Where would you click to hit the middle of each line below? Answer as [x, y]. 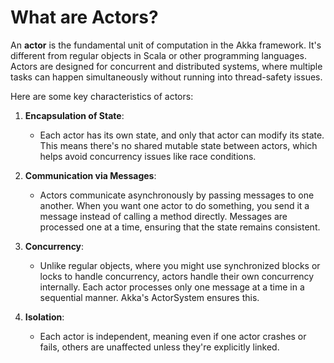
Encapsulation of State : [74, 115]
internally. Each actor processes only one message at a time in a [172, 287]
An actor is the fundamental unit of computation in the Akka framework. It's [166, 45]
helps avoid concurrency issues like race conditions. [148, 156]
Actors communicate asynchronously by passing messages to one [177, 195]
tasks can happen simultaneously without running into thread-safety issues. [166, 77]
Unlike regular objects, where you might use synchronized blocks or [180, 265]
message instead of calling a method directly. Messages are [163, 216]
